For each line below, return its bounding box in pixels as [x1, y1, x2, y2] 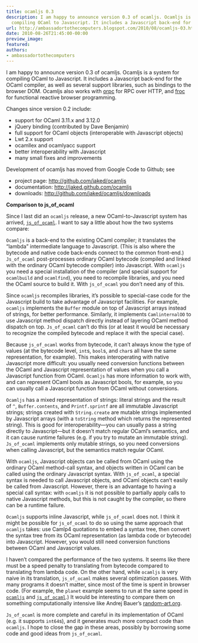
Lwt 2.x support [14, 135, 54, 142]
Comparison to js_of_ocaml [6, 201, 75, 208]
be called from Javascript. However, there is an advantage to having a [6, 483, 176, 490]
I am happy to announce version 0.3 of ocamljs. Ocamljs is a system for [6, 68, 180, 76]
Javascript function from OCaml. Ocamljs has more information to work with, [6, 372, 192, 379]
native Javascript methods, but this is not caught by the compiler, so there [6, 495, 187, 502]
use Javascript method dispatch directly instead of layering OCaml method [6, 317, 188, 324]
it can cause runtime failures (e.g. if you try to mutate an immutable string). [6, 434, 188, 441]
